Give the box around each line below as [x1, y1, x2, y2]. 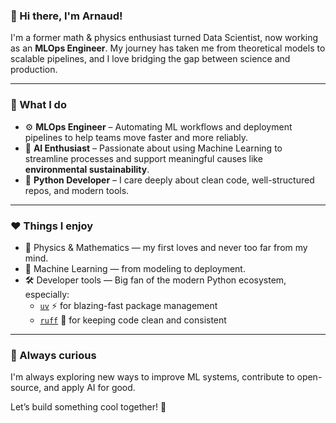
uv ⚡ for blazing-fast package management [39, 299, 218, 311]
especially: [24, 288, 70, 300]
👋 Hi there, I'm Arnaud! [10, 9, 123, 23]
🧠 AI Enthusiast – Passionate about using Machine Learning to [24, 142, 283, 154]
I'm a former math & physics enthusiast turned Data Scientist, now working [10, 32, 319, 44]
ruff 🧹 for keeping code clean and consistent [39, 314, 227, 326]
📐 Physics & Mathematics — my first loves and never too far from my [24, 241, 308, 253]
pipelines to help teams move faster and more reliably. [24, 131, 249, 143]
